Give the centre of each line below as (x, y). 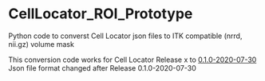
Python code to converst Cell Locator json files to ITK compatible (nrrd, (125, 36)
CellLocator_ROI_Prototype (101, 14)
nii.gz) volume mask (41, 44)
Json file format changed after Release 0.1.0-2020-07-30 (103, 67)
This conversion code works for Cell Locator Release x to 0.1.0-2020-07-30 (132, 60)
